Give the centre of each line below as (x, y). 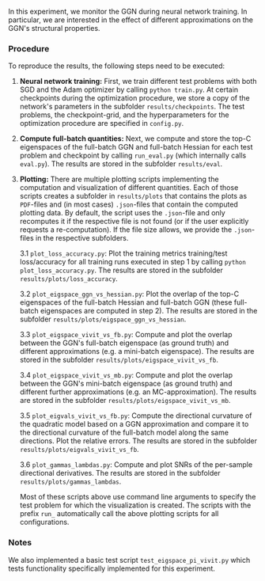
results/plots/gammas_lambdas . (70, 481)
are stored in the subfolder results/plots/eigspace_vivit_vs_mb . (125, 401)
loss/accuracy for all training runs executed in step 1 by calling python (133, 262)
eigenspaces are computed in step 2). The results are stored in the (149, 311)
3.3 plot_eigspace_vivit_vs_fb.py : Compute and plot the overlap (126, 335)
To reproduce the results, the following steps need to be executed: (117, 66)
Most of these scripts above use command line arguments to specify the (138, 497)
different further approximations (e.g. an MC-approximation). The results (138, 392)
